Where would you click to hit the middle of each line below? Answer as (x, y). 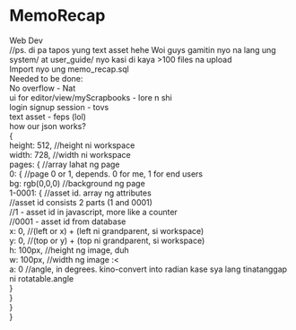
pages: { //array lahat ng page (65, 164)
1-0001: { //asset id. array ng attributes (81, 193)
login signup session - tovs (59, 107)
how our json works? (48, 126)
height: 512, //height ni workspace (72, 145)
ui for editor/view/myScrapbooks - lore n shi (91, 97)
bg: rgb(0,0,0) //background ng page (77, 183)
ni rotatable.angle (42, 278)
